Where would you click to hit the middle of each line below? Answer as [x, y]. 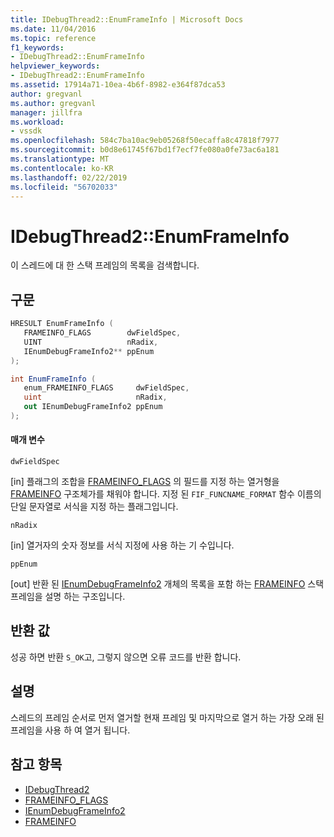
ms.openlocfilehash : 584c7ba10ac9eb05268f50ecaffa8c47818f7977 [145, 141]
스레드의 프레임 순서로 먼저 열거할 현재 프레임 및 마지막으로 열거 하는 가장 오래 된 [167, 717]
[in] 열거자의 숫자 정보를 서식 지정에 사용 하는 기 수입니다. [122, 545]
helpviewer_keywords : [55, 66]
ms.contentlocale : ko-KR [62, 168]
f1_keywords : [37, 47]
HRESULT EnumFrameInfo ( [62, 324]
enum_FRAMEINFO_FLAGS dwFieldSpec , [106, 388]
